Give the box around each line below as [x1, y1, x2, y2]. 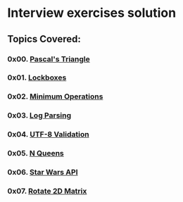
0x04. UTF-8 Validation [7, 130, 89, 139]
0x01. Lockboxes [7, 72, 67, 82]
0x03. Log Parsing [7, 111, 72, 120]
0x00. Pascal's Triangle [7, 54, 90, 64]
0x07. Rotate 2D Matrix [7, 186, 87, 196]
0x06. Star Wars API [7, 168, 78, 177]
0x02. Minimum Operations [7, 91, 103, 101]
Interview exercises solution [7, 5, 177, 21]
